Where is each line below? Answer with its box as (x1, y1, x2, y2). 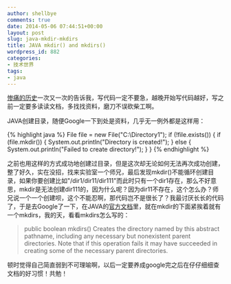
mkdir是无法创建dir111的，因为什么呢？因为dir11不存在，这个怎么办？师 (19, 185, 219, 193)
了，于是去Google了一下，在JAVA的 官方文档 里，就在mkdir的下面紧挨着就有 (7, 202, 221, 210)
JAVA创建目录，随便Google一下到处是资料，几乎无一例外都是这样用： (7, 117, 206, 125)
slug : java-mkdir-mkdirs (7, 36, 78, 43)
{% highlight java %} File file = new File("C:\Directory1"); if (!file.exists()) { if (7, 131, 221, 139)
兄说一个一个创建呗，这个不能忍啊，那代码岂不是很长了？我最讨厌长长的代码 (7, 194, 224, 202)
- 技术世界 (7, 61, 34, 68)
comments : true (7, 17, 51, 23)
